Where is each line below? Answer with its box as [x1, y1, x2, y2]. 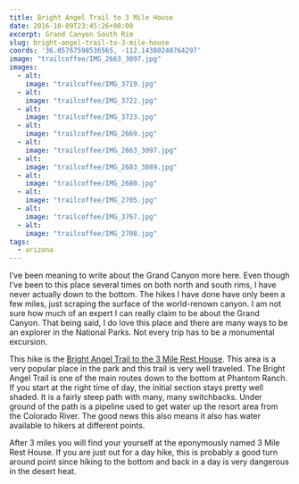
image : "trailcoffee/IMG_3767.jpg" [25, 212, 158, 221]
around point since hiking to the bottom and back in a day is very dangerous [9, 456, 290, 467]
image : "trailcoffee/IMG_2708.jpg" [25, 229, 158, 238]
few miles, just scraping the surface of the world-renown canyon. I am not [9, 298, 282, 309]
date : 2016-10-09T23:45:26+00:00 [9, 21, 134, 30]
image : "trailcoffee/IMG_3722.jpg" [25, 96, 158, 105]
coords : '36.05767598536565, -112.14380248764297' [9, 46, 202, 55]
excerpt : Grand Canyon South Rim [9, 29, 134, 38]
